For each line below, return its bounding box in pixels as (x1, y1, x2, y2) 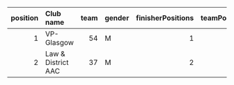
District (45, 58, 69, 67)
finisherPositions (135, 13, 194, 23)
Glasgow (45, 38, 75, 47)
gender (104, 13, 130, 23)
